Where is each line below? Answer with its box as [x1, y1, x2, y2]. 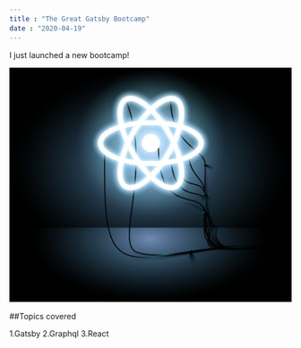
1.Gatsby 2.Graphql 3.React [9, 328, 109, 339]
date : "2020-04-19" [9, 23, 87, 33]
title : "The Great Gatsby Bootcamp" [9, 14, 150, 23]
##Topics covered [9, 311, 77, 322]
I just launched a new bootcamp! [9, 49, 130, 60]
